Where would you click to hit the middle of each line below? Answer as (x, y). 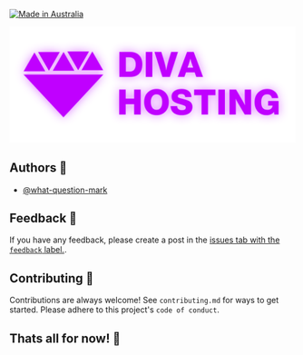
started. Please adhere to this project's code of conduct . (114, 310)
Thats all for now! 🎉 (65, 338)
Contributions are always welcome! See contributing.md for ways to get (144, 301)
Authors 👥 (39, 168)
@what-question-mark (65, 190)
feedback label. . (38, 250)
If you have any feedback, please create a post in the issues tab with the (145, 240)
